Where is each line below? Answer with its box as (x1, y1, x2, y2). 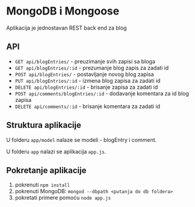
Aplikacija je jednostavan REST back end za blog (6, 24, 127, 31)
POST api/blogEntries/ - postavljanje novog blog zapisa (14, 71, 155, 78)
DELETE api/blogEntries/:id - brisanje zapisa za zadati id (14, 83, 158, 91)
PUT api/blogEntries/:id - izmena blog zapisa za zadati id (14, 77, 161, 84)
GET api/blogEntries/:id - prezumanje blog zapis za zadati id (14, 64, 169, 71)
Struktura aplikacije (6, 120, 81, 130)
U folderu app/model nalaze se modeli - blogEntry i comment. (6, 136, 157, 143)
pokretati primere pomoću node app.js (14, 194, 111, 202)
